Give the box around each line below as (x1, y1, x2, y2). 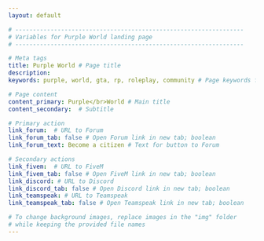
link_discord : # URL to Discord (8, 177, 114, 185)
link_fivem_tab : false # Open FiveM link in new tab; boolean (8, 170, 216, 177)
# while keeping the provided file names (8, 221, 146, 228)
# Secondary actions (8, 155, 76, 163)
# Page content (8, 90, 58, 98)
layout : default (8, 11, 61, 20)
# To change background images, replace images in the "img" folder (8, 214, 237, 221)
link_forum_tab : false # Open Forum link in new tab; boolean (8, 134, 216, 142)
